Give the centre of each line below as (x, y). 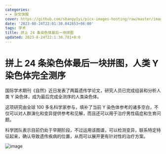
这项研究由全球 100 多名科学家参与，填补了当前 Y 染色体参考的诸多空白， (80, 107)
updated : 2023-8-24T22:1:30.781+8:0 (43, 38)
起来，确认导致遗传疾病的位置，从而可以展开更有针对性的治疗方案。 (79, 136)
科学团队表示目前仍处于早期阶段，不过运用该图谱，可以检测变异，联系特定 (81, 130)
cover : (12, 19)
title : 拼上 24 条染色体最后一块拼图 (40, 33)
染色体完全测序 (36, 76)
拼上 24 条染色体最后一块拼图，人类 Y (82, 64)
